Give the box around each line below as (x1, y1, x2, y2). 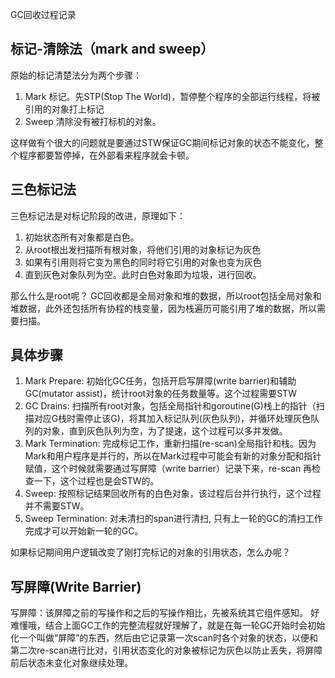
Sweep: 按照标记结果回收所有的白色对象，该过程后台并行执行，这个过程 (24, 488, 322, 500)
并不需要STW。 (24, 500, 90, 512)
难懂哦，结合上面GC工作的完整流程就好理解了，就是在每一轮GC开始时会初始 (10, 619, 326, 632)
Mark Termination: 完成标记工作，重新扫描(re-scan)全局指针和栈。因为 (24, 438, 317, 450)
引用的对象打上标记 (24, 103, 105, 115)
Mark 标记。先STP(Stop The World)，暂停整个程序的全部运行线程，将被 (24, 90, 321, 102)
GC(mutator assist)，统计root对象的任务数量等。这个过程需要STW (24, 388, 297, 400)
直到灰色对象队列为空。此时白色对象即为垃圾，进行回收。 (24, 268, 262, 280)
